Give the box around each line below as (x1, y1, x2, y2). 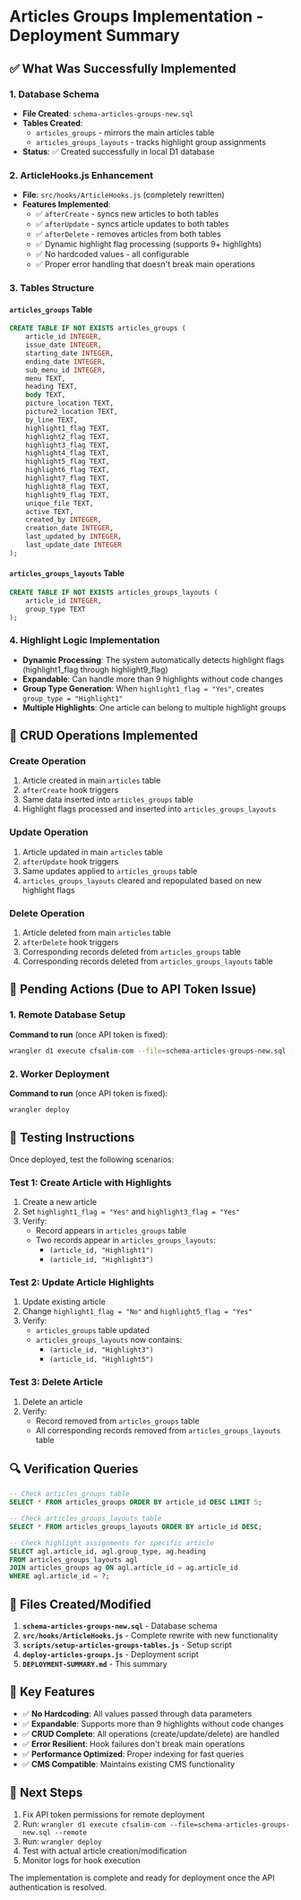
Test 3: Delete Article (9, 1376, 103, 1388)
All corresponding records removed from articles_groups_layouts (35, 1424, 281, 1435)
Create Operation (9, 755, 87, 768)
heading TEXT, (25, 383, 78, 391)
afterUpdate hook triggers (21, 855, 119, 866)
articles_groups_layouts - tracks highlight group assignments (35, 136, 267, 147)
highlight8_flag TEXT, (25, 482, 110, 491)
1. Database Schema (9, 88, 100, 100)
